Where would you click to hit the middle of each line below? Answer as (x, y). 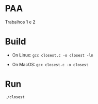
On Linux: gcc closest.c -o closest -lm (53, 55)
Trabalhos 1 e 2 (20, 22)
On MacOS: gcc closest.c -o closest (50, 64)
